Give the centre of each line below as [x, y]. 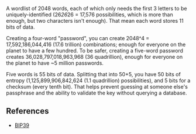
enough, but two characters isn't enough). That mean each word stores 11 [95, 21]
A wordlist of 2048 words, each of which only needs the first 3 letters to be [97, 8]
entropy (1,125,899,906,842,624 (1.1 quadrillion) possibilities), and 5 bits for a [98, 80]
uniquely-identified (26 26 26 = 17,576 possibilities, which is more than [90, 15]
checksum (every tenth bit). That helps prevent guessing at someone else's [97, 87]
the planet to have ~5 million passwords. [55, 63]
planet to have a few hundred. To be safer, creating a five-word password [94, 51]
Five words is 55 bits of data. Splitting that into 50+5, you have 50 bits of [94, 74]
